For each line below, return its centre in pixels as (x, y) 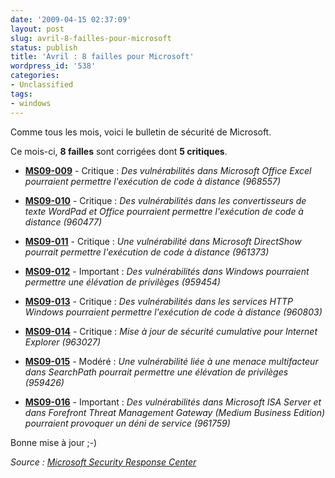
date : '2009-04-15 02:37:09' (71, 19)
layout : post (37, 29)
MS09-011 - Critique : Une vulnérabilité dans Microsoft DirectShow (163, 241)
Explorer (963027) (63, 342)
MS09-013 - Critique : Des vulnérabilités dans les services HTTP (159, 301)
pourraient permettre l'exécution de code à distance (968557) (153, 181)
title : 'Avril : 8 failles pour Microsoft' (102, 57)
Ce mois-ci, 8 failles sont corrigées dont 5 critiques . (119, 151)
